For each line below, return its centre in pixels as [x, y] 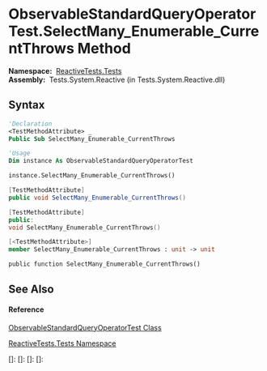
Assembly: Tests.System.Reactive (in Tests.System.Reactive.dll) [117, 79]
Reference [26, 309]
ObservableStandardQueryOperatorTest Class [85, 327]
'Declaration [30, 124]
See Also [31, 289]
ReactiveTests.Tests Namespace [62, 343]
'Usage [19, 154]
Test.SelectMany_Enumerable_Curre [134, 31]
